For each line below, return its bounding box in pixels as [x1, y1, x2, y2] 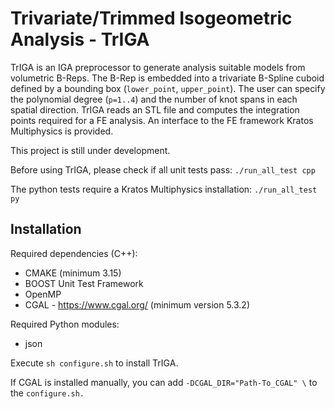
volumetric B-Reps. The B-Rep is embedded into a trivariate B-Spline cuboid [10, 72, 325, 84]
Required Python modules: [10, 318, 120, 330]
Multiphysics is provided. [10, 125, 114, 137]
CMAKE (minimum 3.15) [24, 267, 122, 279]
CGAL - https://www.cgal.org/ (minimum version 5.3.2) [24, 298, 250, 311]
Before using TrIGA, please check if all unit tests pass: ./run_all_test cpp [10, 163, 316, 176]
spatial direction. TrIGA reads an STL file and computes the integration [10, 103, 300, 116]
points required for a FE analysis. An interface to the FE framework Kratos [10, 114, 314, 126]
